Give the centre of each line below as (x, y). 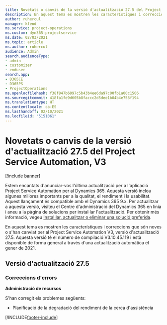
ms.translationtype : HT (30, 103)
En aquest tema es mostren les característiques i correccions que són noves (83, 226)
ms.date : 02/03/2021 (27, 38)
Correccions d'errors (31, 278)
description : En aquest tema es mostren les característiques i (73, 14)
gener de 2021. (21, 248)
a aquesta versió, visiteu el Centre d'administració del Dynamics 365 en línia (83, 207)
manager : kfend (21, 24)
